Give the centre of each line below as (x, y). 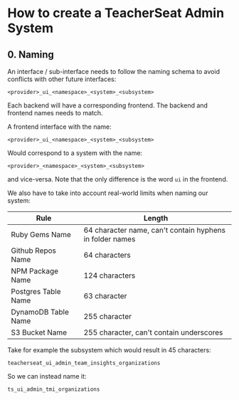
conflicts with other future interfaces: (62, 79)
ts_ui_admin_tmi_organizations (54, 389)
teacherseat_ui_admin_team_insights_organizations (84, 363)
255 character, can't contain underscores (153, 332)
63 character (105, 296)
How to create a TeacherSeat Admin (116, 13)
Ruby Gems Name (41, 235)
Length (156, 218)
